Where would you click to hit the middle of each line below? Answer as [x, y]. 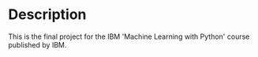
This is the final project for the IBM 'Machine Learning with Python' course [129, 36]
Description [47, 15]
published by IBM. [37, 44]
